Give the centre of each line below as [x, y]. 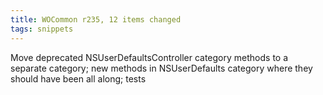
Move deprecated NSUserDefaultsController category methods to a [149, 57]
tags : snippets [42, 29]
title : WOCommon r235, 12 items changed [96, 19]
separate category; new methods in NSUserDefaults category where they [161, 68]
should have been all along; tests [78, 78]
